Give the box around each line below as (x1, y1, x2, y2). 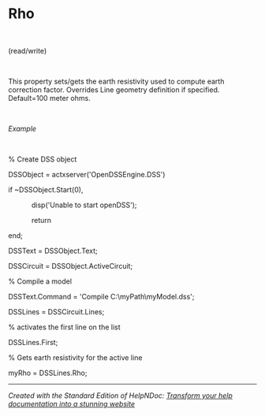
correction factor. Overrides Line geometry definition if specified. (8, 84, 220, 95)
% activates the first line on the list (8, 322, 121, 332)
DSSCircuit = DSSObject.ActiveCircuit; (8, 261, 133, 270)
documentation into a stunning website (8, 399, 136, 408)
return (31, 215, 52, 225)
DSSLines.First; (8, 337, 58, 347)
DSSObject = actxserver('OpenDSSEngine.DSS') (8, 169, 166, 179)
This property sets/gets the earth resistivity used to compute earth (8, 76, 225, 86)
